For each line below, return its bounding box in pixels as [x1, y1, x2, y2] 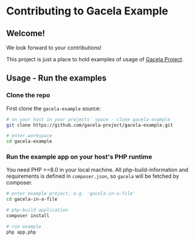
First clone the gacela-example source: [6, 105, 101, 112]
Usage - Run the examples [6, 73, 107, 84]
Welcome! [6, 28, 45, 38]
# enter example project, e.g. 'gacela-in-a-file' [6, 191, 136, 197]
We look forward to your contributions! [6, 44, 102, 51]
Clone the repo [6, 91, 50, 100]
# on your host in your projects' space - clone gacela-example [6, 116, 171, 123]
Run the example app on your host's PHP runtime [6, 153, 153, 161]
